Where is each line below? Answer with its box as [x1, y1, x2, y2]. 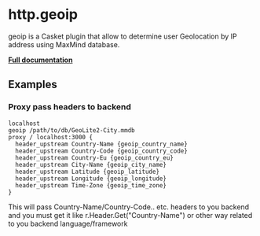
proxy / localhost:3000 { [8, 133, 93, 141]
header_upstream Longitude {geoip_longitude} [15, 175, 167, 183]
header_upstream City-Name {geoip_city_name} [15, 160, 167, 168]
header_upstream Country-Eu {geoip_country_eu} [15, 153, 174, 162]
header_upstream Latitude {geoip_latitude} [15, 168, 159, 175]
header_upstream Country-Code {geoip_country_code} [15, 147, 189, 155]
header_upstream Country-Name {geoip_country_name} [15, 140, 189, 148]
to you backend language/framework [8, 219, 128, 228]
